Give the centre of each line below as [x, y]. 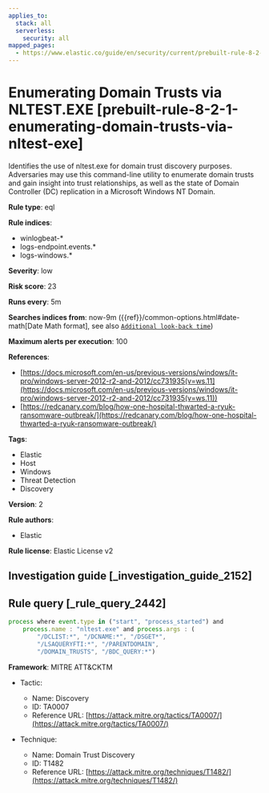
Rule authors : [31, 520]
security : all [46, 38]
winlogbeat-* [42, 238]
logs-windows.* [46, 255]
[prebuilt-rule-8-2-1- [167, 110]
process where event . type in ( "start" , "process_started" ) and [116, 622]
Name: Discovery [60, 698]
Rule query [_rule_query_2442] [87, 603]
